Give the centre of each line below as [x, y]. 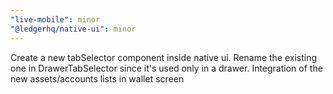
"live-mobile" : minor [55, 19]
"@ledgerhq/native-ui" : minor [73, 29]
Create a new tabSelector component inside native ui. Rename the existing [164, 57]
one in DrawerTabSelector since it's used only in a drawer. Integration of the [166, 68]
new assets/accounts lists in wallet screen [97, 78]
